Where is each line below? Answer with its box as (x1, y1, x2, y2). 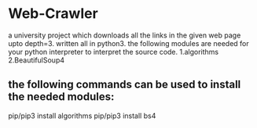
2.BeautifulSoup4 (8, 55, 65, 65)
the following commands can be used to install (8, 78, 241, 91)
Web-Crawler (8, 5, 98, 23)
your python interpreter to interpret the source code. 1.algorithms (8, 47, 218, 56)
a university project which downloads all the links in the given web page (8, 30, 241, 40)
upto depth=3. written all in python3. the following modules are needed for (8, 38, 249, 48)
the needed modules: (8, 91, 115, 104)
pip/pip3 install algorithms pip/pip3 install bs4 (8, 111, 156, 120)
